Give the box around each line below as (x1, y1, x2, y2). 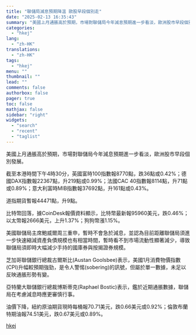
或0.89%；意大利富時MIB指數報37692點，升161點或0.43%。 (6, 185, 152, 192)
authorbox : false (6, 90, 48, 96)
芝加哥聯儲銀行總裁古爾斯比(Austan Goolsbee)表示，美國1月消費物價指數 (6, 256, 181, 263)
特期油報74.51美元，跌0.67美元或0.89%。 (6, 310, 106, 317)
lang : (6, 36, 19, 42)
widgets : (6, 118, 27, 123)
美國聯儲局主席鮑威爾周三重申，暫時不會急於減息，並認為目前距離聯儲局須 (6, 229, 185, 236)
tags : (6, 57, 19, 63)
